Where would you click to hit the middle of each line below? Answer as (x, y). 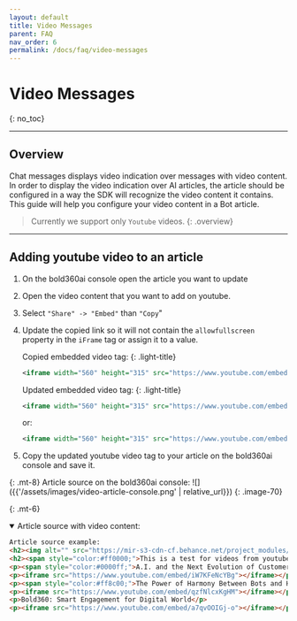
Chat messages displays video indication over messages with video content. (148, 176)
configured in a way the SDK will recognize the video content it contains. (141, 195)
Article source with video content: (79, 526)
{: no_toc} (27, 119)
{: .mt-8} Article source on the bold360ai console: (100, 482)
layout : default (39, 17)
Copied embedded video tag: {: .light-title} (99, 356)
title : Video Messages (51, 26)
